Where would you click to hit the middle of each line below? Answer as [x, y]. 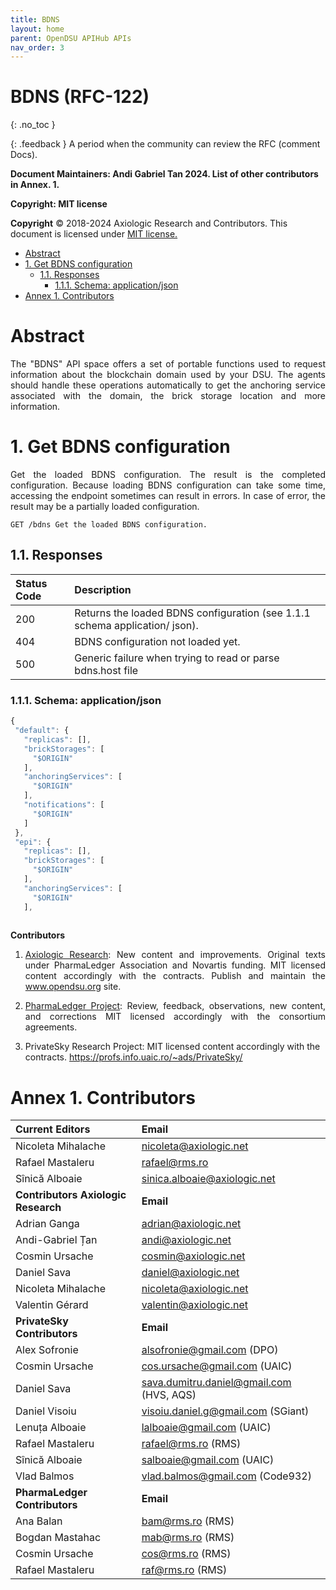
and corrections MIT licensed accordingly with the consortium [175, 1017]
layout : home [37, 29]
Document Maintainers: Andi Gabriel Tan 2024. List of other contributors [164, 174]
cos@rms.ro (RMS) [186, 1554]
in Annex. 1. [35, 185]
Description [103, 589]
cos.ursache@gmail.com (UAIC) [217, 1366]
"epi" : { [33, 842]
